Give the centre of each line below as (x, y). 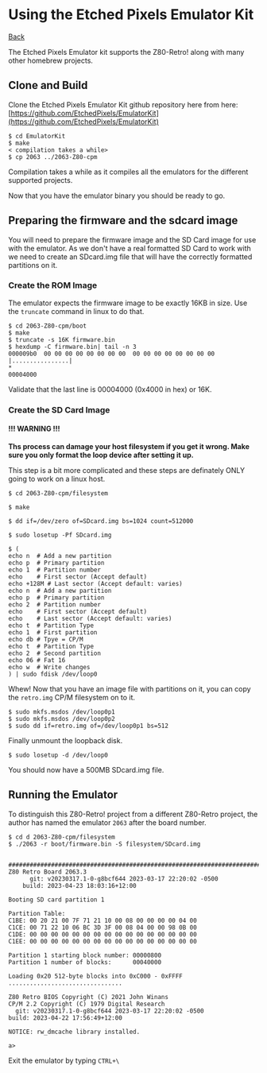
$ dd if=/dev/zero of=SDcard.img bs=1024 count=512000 (101, 521)
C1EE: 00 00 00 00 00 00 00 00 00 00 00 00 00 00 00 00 (103, 941)
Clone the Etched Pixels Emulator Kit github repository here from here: (123, 104)
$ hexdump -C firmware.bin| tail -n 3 (72, 347)
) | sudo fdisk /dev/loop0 (53, 674)
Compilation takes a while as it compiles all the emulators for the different (128, 172)
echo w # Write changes (49, 667)
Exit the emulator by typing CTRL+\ (64, 1060)
